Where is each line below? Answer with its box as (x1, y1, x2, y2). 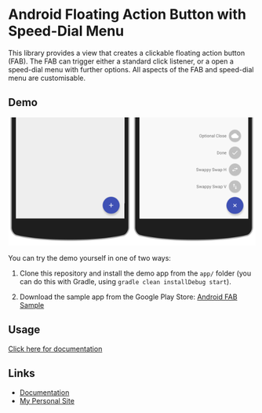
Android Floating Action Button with (8, 5, 247, 24)
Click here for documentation (8, 344, 103, 353)
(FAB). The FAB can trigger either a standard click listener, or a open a (8, 57, 234, 66)
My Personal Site (19, 396, 75, 405)
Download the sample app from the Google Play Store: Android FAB (19, 292, 238, 302)
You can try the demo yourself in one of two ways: (8, 253, 171, 262)
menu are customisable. (8, 73, 86, 82)
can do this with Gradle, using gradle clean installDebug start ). (19, 276, 231, 286)
